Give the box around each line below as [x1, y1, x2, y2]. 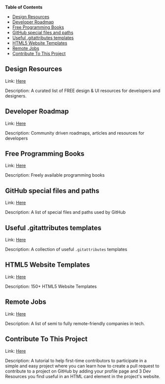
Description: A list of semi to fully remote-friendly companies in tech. [5, 320, 145, 326]
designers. [5, 93, 27, 98]
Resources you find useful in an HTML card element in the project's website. [5, 373, 161, 379]
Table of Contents [5, 4, 43, 10]
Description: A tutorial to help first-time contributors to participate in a [5, 357, 147, 363]
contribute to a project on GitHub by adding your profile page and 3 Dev [5, 368, 151, 374]
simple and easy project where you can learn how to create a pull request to [5, 363, 160, 369]
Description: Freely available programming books [5, 172, 105, 178]
